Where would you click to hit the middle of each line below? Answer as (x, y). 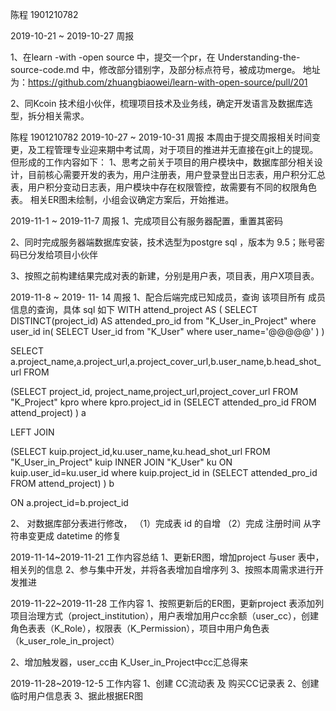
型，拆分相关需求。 (50, 116)
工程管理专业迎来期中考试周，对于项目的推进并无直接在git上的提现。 (177, 149)
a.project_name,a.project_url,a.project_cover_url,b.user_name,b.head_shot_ (166, 361)
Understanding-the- (259, 57)
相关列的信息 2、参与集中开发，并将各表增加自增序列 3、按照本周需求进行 (163, 569)
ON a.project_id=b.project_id (69, 502)
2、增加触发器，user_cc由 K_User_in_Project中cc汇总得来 (129, 662)
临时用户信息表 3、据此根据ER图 (77, 696)
